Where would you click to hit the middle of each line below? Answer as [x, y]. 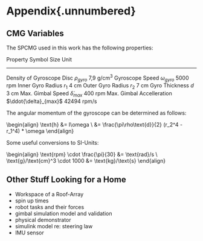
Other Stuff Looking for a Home [66, 180]
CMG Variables [35, 33]
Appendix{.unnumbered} [71, 11]
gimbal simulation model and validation [63, 213]
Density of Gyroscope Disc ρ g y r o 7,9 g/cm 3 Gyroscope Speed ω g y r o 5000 [98, 78]
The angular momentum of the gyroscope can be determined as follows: [96, 113]
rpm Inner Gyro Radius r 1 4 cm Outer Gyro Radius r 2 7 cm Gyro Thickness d [100, 86]
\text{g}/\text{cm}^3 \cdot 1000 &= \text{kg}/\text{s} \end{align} [86, 161]
